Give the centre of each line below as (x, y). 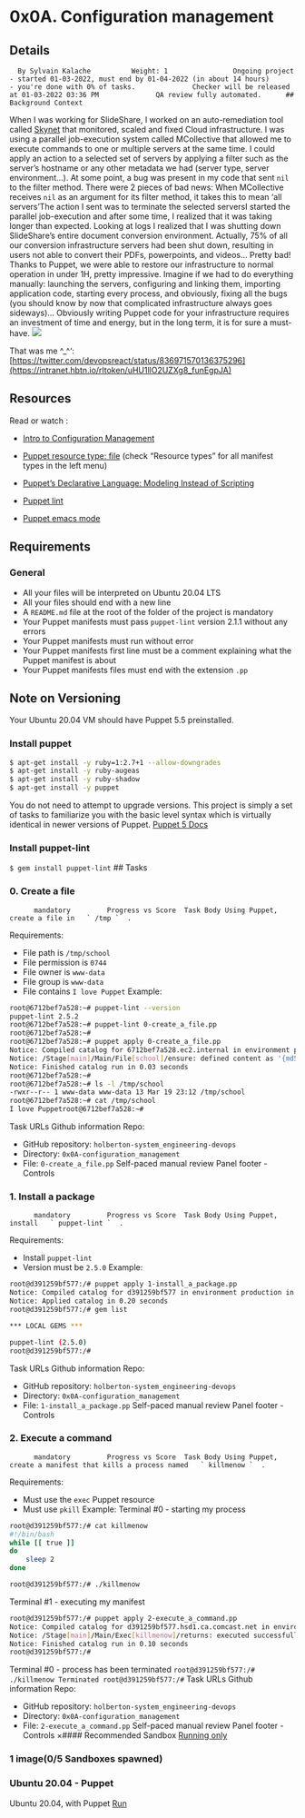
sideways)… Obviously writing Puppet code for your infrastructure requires (149, 313)
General (27, 572)
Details (30, 50)
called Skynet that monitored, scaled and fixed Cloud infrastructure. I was (147, 129)
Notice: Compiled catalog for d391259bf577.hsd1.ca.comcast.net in (140, 1627)
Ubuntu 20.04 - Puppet (62, 1783)
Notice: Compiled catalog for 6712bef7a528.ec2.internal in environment (150, 1050)
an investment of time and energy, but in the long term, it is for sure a (138, 323)
